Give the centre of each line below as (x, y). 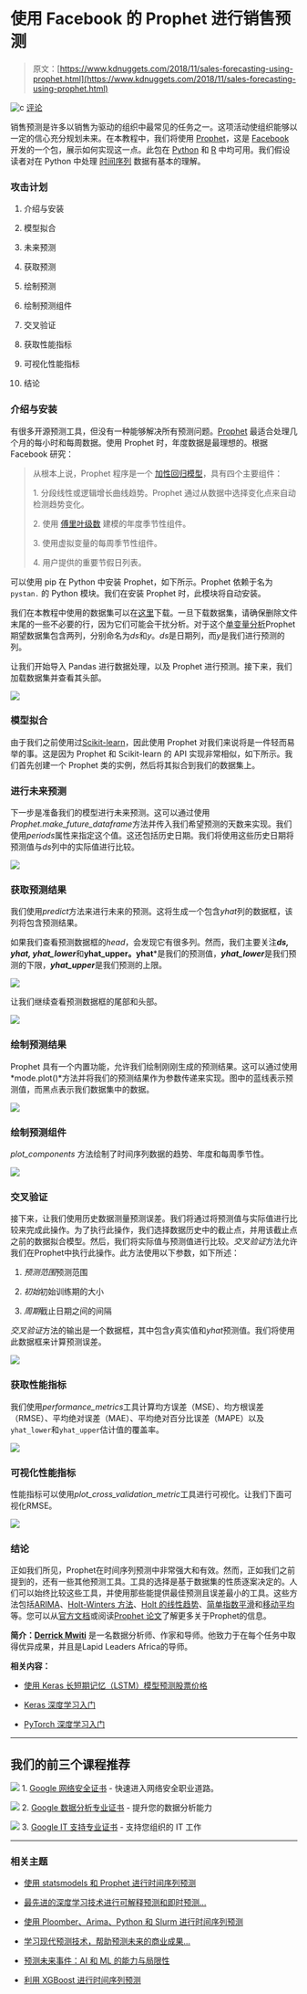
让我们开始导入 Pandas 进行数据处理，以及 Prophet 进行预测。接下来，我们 (151, 666)
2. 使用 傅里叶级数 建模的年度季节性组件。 (112, 523)
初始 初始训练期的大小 (63, 1292)
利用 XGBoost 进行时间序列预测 (82, 1980)
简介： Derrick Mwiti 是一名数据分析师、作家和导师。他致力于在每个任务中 (149, 1635)
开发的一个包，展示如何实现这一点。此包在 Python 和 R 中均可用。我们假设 (150, 149)
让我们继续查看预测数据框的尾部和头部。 (86, 1002)
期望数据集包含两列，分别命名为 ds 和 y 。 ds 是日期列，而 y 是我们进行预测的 (148, 635)
